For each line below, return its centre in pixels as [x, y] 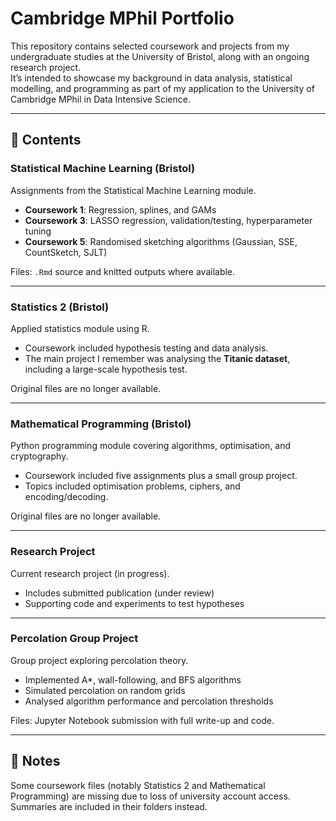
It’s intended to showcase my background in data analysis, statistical [151, 78]
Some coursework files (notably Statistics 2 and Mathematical [138, 785]
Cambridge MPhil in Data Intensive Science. [100, 99]
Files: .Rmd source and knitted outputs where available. [123, 271]
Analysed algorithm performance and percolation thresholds [149, 701]
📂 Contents [46, 140]
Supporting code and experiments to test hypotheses [134, 603]
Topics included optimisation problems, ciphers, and [132, 486]
